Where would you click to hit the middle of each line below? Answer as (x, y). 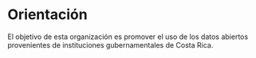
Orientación (48, 15)
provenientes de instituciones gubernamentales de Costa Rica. (110, 44)
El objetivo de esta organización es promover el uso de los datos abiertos (128, 37)
